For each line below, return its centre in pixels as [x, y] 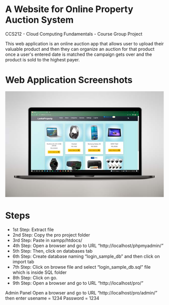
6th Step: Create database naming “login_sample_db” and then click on [86, 256]
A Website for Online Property [69, 9]
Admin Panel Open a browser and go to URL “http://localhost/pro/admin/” [81, 292]
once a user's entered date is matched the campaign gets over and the [79, 54]
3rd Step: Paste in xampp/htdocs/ [47, 240]
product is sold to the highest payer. [43, 59]
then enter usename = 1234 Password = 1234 [52, 298]
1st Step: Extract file [33, 230]
